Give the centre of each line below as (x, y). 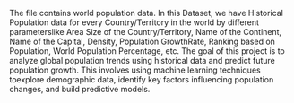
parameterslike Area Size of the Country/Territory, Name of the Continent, (146, 32)
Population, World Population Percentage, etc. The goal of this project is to (147, 51)
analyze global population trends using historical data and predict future (142, 60)
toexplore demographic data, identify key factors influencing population (142, 79)
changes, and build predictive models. (80, 89)
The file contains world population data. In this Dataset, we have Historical (147, 13)
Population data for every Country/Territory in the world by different (134, 22)
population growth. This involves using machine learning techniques (135, 70)
